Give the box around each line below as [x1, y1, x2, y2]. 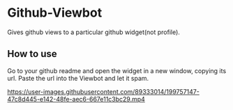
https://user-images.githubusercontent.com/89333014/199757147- [7, 87, 200, 95]
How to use [7, 48, 57, 60]
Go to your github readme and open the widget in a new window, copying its [7, 66, 227, 74]
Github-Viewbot [7, 5, 103, 21]
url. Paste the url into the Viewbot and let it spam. [7, 74, 149, 82]
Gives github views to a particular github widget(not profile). [7, 28, 180, 36]
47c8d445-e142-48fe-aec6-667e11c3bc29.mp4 [7, 95, 145, 103]
